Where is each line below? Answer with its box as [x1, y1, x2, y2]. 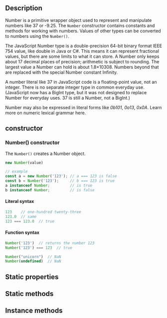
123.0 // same [5, 214, 37, 219]
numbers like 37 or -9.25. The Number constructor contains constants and [5, 22, 155, 28]
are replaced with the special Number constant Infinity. [5, 69, 118, 75]
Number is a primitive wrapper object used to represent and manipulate [5, 17, 152, 23]
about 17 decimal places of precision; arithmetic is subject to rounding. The [5, 58, 160, 64]
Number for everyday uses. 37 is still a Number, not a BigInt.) [5, 95, 131, 101]
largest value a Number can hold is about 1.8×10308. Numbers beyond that [5, 64, 159, 70]
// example [5, 169, 28, 174]
